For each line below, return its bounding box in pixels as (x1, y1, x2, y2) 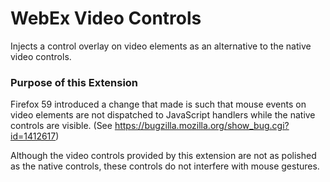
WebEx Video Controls (10, 7, 202, 30)
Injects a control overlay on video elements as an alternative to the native (10, 40, 312, 52)
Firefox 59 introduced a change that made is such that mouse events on (10, 98, 307, 111)
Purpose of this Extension (10, 75, 139, 89)
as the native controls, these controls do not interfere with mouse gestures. (10, 160, 320, 172)
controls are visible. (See (10, 120, 113, 132)
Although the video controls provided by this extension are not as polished (10, 150, 317, 162)
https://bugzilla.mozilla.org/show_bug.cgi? (114, 120, 290, 132)
